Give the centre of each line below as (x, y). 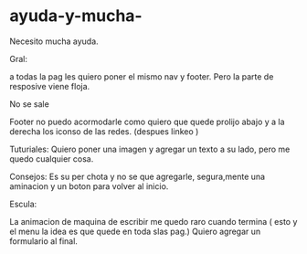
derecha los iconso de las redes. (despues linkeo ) (104, 131)
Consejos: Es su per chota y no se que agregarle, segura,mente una (138, 176)
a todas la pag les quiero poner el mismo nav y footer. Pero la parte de (142, 76)
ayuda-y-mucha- (76, 16)
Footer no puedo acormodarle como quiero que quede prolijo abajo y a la (147, 122)
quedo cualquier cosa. (52, 159)
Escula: (23, 204)
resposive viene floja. (50, 86)
